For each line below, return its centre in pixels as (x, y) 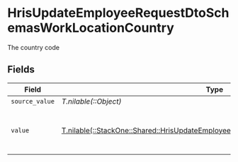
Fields (21, 69)
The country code (34, 47)
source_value (33, 101)
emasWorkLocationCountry (91, 28)
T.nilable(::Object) (91, 101)
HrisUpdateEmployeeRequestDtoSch (118, 13)
